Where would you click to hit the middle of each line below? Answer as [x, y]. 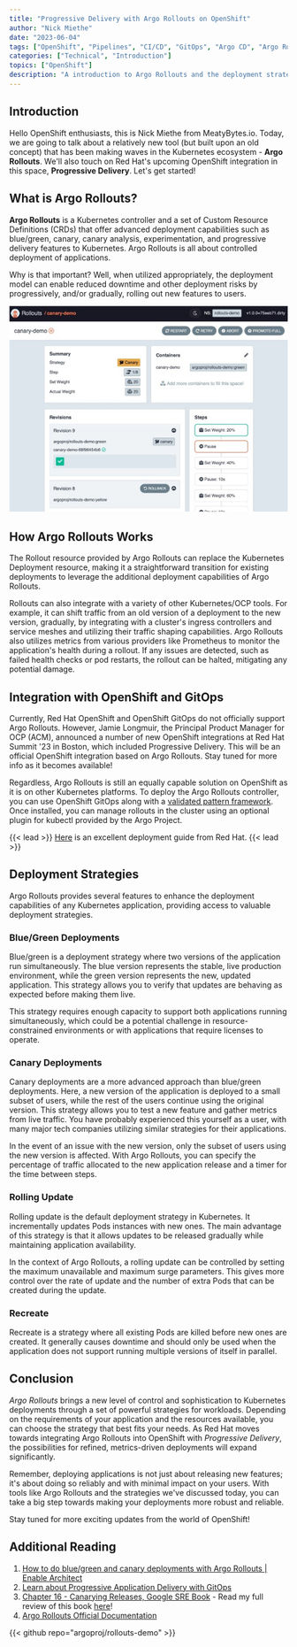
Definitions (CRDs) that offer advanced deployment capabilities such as [139, 229]
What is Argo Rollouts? [73, 199]
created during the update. [58, 1290]
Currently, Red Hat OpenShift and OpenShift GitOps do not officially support [147, 718]
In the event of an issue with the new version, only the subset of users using [148, 1146]
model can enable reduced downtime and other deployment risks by [133, 284]
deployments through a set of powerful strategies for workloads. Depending [148, 1409]
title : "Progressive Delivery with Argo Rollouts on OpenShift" [130, 19]
